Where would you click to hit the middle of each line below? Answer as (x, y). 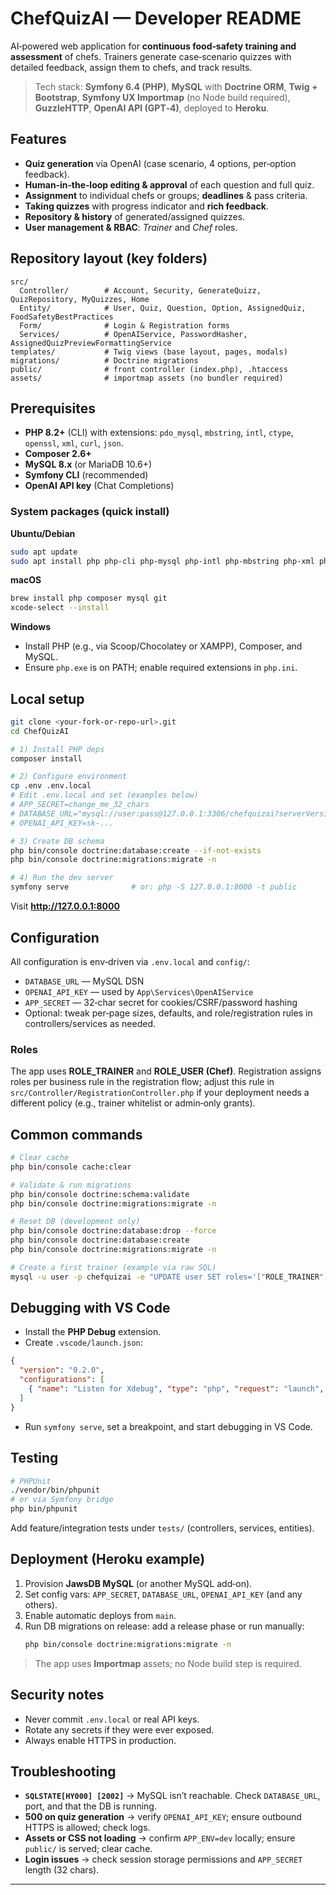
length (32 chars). (62, 1870)
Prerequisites (53, 408)
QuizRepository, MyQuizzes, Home (80, 299)
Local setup (47, 698)
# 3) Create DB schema (57, 841)
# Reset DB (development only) (75, 1222)
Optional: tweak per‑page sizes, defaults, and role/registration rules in (168, 1013)
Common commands (76, 1134)
